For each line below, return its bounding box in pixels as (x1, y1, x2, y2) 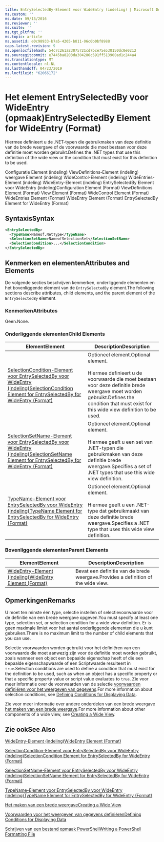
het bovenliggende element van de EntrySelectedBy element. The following (5, 285, 155, 290)
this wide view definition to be (87, 406, 156, 413)
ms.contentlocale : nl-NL (5, 62, 56, 66)
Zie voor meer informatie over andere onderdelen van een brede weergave (5, 701, 155, 707)
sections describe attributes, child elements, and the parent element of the (5, 290, 155, 296)
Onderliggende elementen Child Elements (5, 330, 105, 337)
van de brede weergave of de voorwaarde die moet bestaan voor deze (5, 144, 147, 150)
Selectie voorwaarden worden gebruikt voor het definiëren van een (5, 645, 140, 651)
